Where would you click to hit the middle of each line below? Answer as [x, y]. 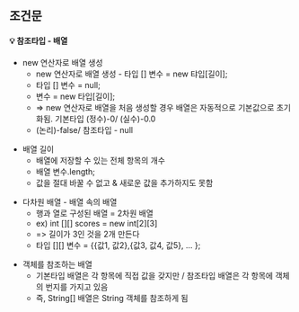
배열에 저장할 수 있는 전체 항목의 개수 [101, 160]
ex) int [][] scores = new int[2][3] [97, 223]
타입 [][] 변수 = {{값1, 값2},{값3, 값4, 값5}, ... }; [118, 245]
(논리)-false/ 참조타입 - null [84, 129]
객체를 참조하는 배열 [57, 264]
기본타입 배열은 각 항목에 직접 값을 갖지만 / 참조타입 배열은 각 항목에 [154, 275]
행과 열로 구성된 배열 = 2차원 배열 [95, 213]
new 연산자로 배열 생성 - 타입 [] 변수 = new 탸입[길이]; [132, 74]
